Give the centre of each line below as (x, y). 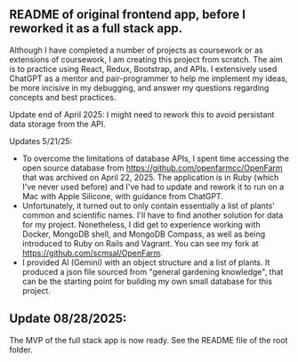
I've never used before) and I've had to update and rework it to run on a (153, 187)
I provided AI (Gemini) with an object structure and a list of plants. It (146, 262)
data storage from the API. (58, 124)
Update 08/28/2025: (68, 319)
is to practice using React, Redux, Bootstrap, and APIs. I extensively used (143, 68)
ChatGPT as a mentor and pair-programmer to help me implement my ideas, (149, 78)
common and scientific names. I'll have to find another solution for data (153, 215)
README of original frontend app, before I (128, 15)
